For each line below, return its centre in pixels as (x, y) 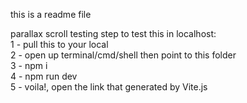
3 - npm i (29, 65)
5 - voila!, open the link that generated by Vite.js (109, 87)
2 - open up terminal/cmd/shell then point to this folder (123, 55)
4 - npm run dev (44, 76)
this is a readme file (51, 14)
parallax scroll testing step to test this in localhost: (113, 33)
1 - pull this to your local (59, 44)
